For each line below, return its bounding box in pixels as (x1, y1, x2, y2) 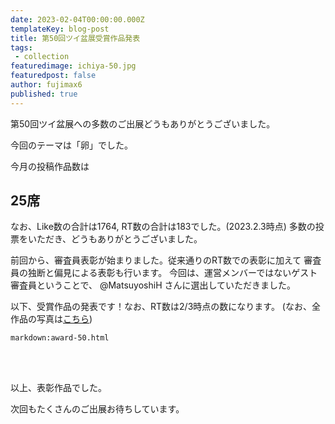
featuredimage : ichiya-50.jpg (10, 61, 137, 71)
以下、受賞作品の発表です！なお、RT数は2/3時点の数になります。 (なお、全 (10, 301, 321, 313)
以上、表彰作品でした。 (10, 382, 107, 394)
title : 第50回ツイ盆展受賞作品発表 (10, 33, 141, 43)
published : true (10, 89, 78, 99)
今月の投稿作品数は (10, 160, 90, 172)
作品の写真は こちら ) (10, 313, 93, 325)
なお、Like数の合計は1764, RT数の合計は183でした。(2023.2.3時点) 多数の (10, 221, 316, 233)
